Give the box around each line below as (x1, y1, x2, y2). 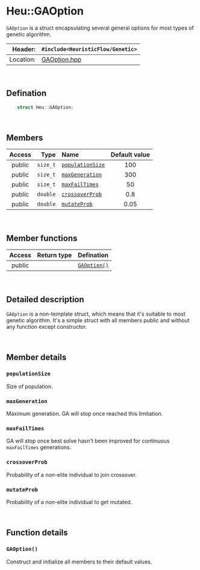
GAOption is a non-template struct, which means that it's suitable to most (6, 310, 186, 318)
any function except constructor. (6, 323, 87, 331)
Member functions (6, 233, 78, 243)
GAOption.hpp (41, 55, 81, 63)
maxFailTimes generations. (6, 444, 72, 451)
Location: (9, 55, 36, 63)
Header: (12, 45, 36, 53)
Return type (37, 251, 72, 259)
